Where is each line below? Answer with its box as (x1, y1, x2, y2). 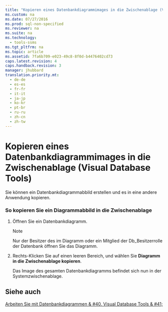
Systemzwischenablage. (12, 273, 63, 279)
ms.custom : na (5, 12, 35, 17)
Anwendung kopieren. (5, 194, 51, 200)
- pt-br (9, 105, 26, 110)
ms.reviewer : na (5, 26, 39, 31)
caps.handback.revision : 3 (5, 63, 61, 68)
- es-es (9, 82, 26, 87)
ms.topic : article (5, 49, 43, 54)
